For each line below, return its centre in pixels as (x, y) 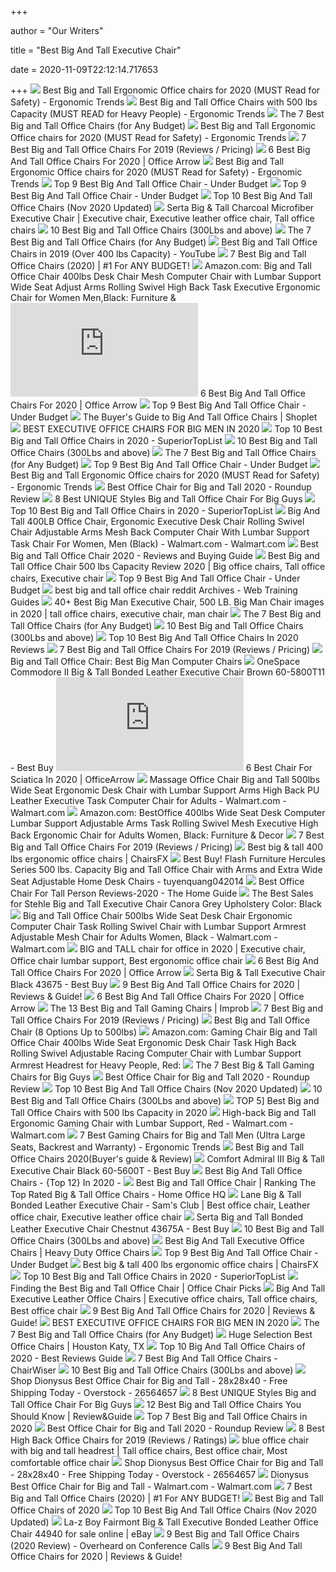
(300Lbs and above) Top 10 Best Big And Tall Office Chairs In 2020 (154, 637)
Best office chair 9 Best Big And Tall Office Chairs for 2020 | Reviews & (163, 1310)
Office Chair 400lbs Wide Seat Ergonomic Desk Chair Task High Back (153, 1042)
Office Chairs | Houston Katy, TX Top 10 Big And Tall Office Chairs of (158, 1346)
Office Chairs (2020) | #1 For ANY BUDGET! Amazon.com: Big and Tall (161, 265)
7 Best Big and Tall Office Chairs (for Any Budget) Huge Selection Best (161, 1334)
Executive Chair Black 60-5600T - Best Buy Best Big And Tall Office (156, 1170)
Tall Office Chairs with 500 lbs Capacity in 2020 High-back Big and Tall (163, 1112)
